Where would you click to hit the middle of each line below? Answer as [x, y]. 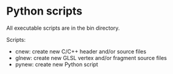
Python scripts [44, 11]
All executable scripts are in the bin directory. [63, 28]
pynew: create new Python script [57, 64]
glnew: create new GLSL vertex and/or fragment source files [91, 58]
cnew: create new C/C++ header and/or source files [81, 51]
